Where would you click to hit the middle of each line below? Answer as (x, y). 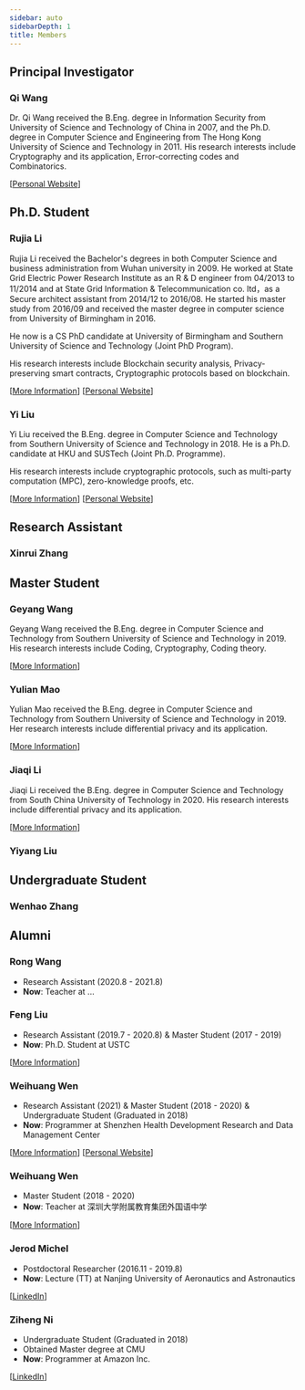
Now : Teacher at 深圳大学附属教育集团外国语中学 (115, 1207)
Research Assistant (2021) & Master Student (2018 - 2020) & (136, 1106)
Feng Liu (29, 1015)
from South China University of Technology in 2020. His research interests (149, 800)
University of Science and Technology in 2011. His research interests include (152, 147)
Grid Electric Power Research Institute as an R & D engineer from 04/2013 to (152, 277)
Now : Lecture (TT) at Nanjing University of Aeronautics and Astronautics (159, 1278)
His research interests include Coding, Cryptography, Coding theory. (138, 648)
